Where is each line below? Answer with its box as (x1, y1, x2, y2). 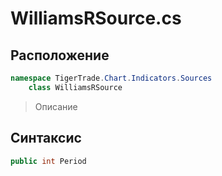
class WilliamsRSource (28, 82, 123, 92)
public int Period (10, 156, 87, 166)
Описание (34, 100, 78, 112)
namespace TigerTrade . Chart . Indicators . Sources (10, 73, 213, 83)
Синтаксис (10, 130, 82, 147)
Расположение (10, 47, 110, 64)
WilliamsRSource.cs (10, 7, 182, 30)
